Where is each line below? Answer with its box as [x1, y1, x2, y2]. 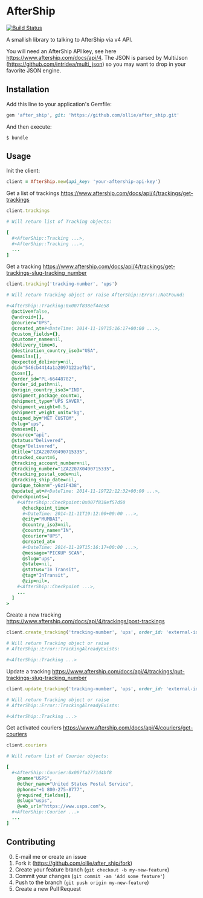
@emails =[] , [11, 353, 42, 360]
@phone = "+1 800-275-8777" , [17, 786, 85, 792]
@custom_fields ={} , [11, 331, 61, 337]
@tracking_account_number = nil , [11, 460, 91, 466]
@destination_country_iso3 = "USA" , [11, 348, 98, 354]
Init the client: [6, 167, 40, 175]
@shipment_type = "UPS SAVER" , [11, 399, 85, 405]
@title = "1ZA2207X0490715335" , [11, 449, 88, 455]
